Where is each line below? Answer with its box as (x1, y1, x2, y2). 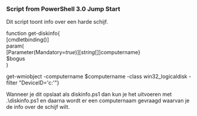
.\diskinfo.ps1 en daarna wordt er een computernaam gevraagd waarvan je (6, 97, 190, 104)
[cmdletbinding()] (6, 36, 50, 43)
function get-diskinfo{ (6, 30, 60, 37)
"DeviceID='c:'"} (19, 79, 60, 86)
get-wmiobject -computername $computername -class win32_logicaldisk (6, 73, 188, 80)
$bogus (6, 55, 26, 62)
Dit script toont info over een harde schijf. (6, 18, 109, 26)
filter (6, 79, 18, 86)
